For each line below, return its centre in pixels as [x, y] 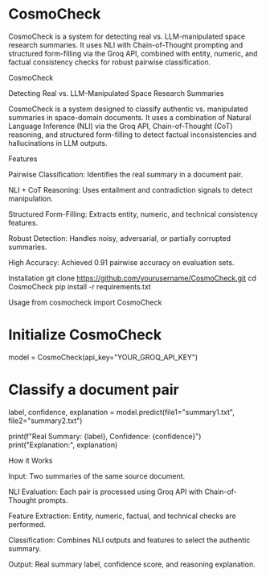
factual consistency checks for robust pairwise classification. [110, 62]
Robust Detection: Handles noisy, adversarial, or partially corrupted [120, 238]
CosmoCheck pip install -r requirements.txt [80, 286]
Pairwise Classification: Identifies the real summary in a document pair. [126, 174]
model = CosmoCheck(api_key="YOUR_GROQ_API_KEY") [103, 357]
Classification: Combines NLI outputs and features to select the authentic [129, 540]
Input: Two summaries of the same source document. [97, 475]
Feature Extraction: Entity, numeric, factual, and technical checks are [122, 516]
